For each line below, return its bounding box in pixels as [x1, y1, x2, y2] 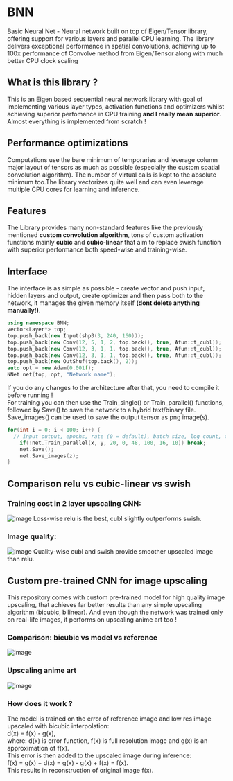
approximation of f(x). [7, 744, 69, 752]
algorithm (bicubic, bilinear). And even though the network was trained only [7, 608, 223, 617]
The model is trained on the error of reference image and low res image [7, 714, 212, 723]
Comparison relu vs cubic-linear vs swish [7, 477, 191, 489]
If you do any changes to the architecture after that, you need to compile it [7, 384, 220, 392]
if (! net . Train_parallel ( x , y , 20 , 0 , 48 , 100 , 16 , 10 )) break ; [19, 439, 207, 446]
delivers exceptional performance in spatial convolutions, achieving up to [7, 42, 216, 50]
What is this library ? [7, 77, 98, 89]
